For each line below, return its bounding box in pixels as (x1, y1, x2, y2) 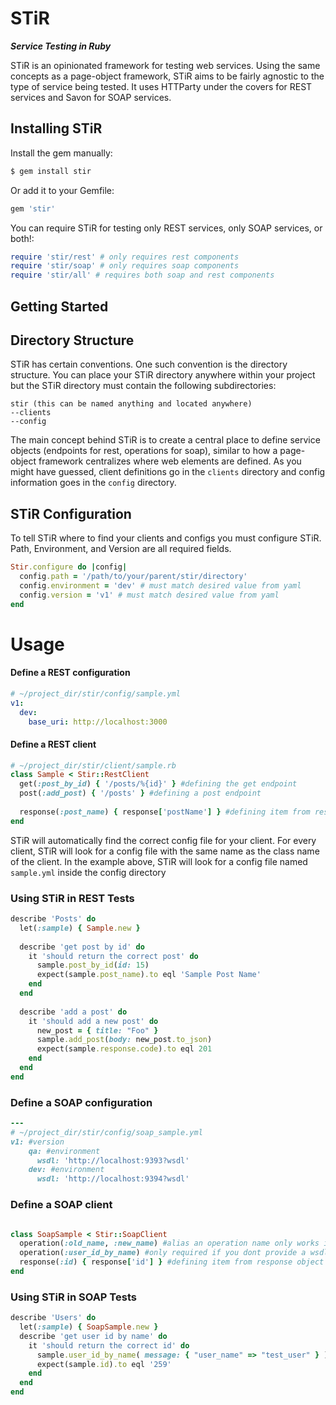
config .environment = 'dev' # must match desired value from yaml (19, 580, 302, 591)
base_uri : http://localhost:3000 (28, 717, 168, 727)
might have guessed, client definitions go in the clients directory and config (10, 466, 326, 478)
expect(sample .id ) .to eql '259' (36, 1359, 172, 1369)
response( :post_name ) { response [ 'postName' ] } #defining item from (19, 807, 311, 817)
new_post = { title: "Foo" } (36, 1025, 159, 1036)
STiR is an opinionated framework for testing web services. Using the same (10, 59, 321, 71)
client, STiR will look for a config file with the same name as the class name (10, 845, 320, 857)
